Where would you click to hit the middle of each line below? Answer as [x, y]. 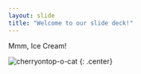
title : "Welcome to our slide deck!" [71, 23]
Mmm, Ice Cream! [37, 45]
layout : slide [32, 16]
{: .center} [96, 61]
